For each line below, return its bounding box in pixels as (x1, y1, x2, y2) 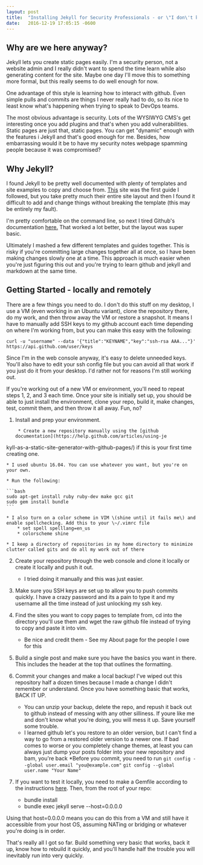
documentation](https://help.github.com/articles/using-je (14, 433, 167, 439)
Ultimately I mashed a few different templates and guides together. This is (6, 242, 190, 248)
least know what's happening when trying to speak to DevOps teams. (6, 102, 179, 109)
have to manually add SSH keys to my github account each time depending (6, 320, 193, 327)
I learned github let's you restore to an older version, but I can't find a (24, 729, 197, 736)
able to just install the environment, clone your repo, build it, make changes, (6, 398, 195, 405)
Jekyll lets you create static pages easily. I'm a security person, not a (6, 59, 178, 66)
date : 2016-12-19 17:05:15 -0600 (6, 20, 96, 26)
